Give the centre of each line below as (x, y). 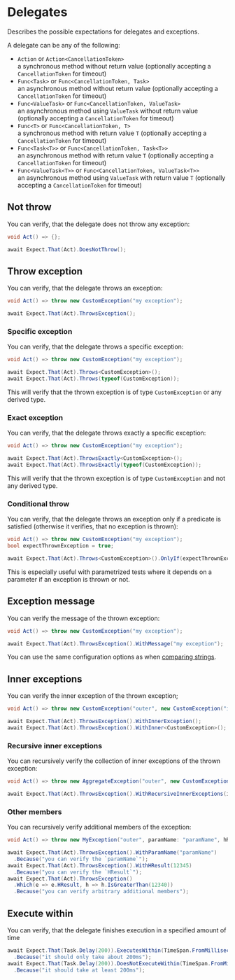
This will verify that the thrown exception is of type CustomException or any (114, 392)
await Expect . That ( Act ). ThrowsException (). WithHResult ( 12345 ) (100, 865)
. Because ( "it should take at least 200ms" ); (79, 970)
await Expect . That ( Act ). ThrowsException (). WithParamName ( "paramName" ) (112, 853)
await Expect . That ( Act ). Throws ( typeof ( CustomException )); (93, 379)
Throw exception (45, 271)
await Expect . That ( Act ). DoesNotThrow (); (67, 249)
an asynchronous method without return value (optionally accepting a (117, 88)
